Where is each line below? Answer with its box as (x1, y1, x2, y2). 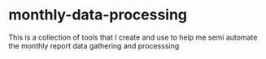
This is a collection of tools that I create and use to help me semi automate (8, 32, 258, 42)
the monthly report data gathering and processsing (8, 40, 180, 50)
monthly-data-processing (8, 6, 188, 24)
